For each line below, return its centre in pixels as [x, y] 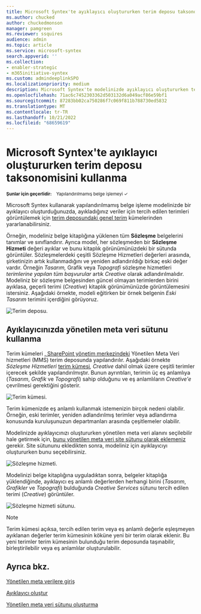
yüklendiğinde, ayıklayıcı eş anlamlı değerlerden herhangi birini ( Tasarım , [96, 481]
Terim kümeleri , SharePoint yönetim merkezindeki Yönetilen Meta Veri [93, 353]
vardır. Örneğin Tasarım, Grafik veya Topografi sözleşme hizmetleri [89, 268]
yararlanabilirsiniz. [29, 224]
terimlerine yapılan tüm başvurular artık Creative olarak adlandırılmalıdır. [95, 274]
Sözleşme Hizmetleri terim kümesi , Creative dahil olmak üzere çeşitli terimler [100, 366]
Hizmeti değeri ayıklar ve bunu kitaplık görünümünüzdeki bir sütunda [91, 248]
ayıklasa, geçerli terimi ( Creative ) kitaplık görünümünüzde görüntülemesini [98, 287]
